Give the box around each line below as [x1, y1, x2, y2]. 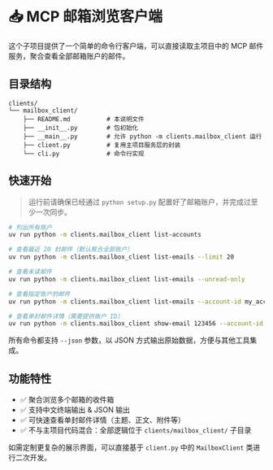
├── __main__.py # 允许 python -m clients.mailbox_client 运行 [23, 132, 262, 141]
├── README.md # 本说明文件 [23, 115, 145, 123]
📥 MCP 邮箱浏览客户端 [8, 7, 162, 26]
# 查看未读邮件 [8, 268, 53, 276]
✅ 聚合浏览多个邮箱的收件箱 [19, 395, 115, 405]
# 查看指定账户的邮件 [8, 289, 71, 298]
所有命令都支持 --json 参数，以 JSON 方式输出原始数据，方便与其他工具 [8, 335, 250, 346]
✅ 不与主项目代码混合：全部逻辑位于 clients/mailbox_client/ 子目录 [19, 425, 252, 435]
